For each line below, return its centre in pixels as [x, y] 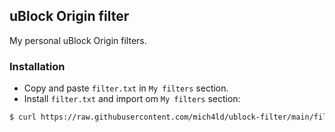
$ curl [23, 117]
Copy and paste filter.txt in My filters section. [126, 88]
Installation [37, 66]
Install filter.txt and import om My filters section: [132, 99]
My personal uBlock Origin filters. [78, 40]
